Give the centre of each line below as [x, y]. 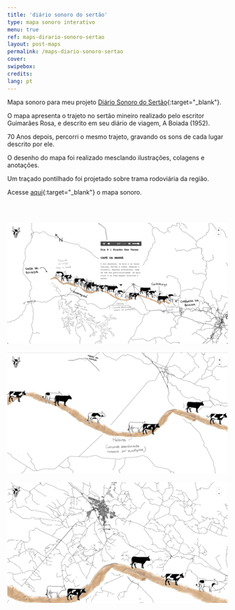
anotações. [23, 165]
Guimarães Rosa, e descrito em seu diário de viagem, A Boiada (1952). [109, 123]
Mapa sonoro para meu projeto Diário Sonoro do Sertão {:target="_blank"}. [114, 102]
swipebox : [22, 66]
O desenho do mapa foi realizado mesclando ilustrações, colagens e [106, 157]
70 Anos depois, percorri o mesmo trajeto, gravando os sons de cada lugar [115, 136]
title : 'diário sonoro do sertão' [58, 15]
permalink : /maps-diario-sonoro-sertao [65, 52]
